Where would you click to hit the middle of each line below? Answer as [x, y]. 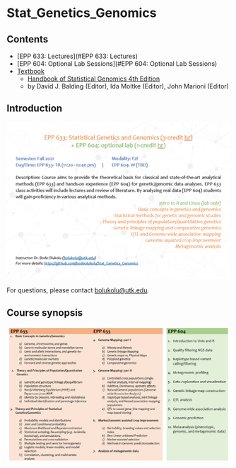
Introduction [35, 109]
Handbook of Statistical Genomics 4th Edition [94, 79]
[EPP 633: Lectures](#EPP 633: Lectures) [77, 56]
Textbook [31, 71]
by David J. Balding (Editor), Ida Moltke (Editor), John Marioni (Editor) [128, 86]
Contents [28, 39]
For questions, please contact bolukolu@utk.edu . [78, 290]
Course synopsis [45, 313]
